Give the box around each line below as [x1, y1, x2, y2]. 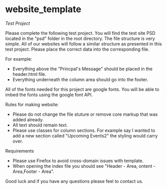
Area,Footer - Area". [12, 168, 54, 174]
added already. [12, 116, 44, 122]
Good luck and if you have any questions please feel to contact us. [5, 178, 143, 184]
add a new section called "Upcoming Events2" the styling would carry [12, 132, 158, 138]
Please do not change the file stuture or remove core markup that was [12, 111, 158, 117]
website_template [5, 4, 81, 15]
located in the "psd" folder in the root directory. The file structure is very [5, 35, 155, 41]
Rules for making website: [5, 101, 59, 107]
